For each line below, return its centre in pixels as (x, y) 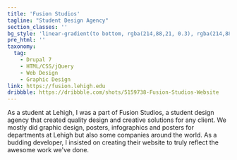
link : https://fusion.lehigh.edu (56, 86)
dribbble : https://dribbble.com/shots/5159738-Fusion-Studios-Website (113, 92)
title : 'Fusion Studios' (44, 14)
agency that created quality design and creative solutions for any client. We (117, 120)
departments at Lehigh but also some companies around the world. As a (112, 135)
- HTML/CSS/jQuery (47, 66)
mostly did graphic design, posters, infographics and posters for (101, 128)
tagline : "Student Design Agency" (58, 20)
